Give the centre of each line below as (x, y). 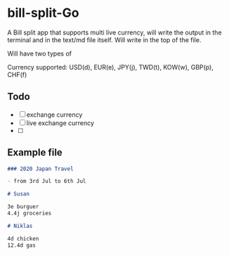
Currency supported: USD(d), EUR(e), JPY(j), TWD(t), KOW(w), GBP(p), (111, 67)
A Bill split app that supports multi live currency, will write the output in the (115, 32)
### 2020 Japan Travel (40, 169)
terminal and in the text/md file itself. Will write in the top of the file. (104, 39)
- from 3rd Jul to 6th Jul (47, 181)
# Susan (19, 194)
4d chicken (23, 238)
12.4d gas (22, 245)
